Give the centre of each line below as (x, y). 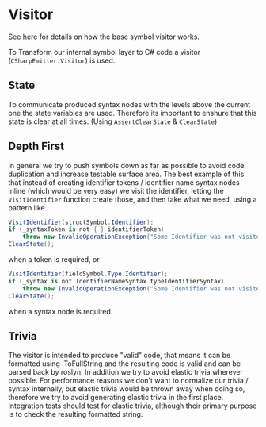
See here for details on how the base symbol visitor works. (104, 37)
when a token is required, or (54, 260)
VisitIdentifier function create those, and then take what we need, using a (133, 199)
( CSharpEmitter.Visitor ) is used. (62, 60)
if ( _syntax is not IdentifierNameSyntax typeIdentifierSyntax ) (116, 281)
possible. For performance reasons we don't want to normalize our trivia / (128, 381)
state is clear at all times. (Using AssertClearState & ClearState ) (113, 121)
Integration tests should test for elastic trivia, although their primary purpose (133, 406)
